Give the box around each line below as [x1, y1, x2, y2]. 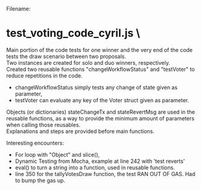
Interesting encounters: [6, 139, 65, 146]
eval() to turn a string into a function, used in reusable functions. [14, 163, 175, 171]
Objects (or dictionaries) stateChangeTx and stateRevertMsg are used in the [6, 108, 195, 116]
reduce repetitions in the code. [6, 72, 83, 79]
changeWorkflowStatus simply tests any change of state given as [14, 84, 178, 91]
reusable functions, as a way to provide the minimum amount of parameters [6, 114, 195, 122]
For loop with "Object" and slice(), [14, 151, 100, 158]
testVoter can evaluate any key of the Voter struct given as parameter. [14, 96, 189, 103]
